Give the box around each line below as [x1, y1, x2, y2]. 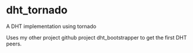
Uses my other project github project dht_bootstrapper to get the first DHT [6, 34, 187, 41]
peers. [6, 40, 22, 47]
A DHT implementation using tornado [6, 23, 96, 30]
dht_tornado [6, 3, 68, 17]
